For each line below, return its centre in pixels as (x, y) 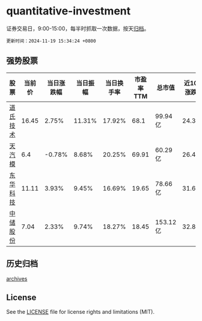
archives (17, 278)
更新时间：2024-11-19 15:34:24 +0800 (51, 41)
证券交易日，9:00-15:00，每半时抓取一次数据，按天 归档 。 (78, 28)
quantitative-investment (69, 11)
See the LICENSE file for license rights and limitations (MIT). (81, 312)
